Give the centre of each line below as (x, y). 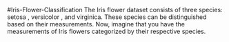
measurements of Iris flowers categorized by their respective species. (107, 31)
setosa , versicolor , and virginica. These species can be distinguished (107, 17)
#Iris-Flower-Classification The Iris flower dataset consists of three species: (115, 10)
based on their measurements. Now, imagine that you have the (96, 24)
